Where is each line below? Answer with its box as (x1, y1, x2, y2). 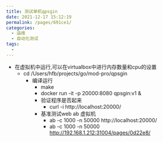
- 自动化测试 (11, 36, 39, 41)
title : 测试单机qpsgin (6, 8, 58, 15)
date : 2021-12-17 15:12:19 (6, 14, 72, 20)
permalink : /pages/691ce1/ (6, 19, 72, 25)
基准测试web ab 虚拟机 (40, 110, 96, 117)
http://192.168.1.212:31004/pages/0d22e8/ (49, 129, 151, 136)
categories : (6, 25, 35, 31)
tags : (6, 41, 19, 47)
